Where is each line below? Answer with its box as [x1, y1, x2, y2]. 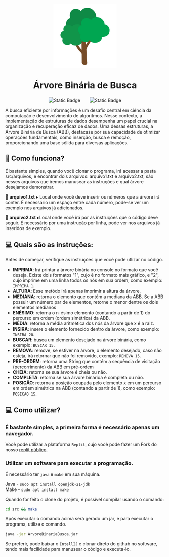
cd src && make [5, 507, 37, 512]
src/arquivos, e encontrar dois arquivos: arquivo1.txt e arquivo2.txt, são [5, 173, 154, 179]
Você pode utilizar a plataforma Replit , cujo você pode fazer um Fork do [5, 441, 157, 448]
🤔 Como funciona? [5, 154, 65, 163]
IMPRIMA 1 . [12, 282, 35, 288]
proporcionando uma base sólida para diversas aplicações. [5, 139, 129, 146]
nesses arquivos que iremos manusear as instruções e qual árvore [5, 178, 144, 184]
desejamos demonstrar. [5, 184, 55, 190]
